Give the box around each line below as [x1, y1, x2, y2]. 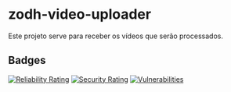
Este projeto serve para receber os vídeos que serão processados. [8, 31, 223, 41]
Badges [8, 54, 46, 67]
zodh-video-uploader [8, 5, 151, 23]
